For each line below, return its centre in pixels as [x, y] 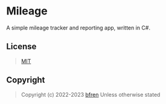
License [21, 47]
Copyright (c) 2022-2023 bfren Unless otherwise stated [91, 94]
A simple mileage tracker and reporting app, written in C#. [78, 28]
